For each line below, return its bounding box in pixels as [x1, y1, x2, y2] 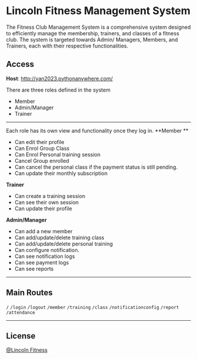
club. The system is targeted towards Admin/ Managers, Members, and [6, 36, 178, 43]
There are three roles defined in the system [6, 86, 111, 93]
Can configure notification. [14, 246, 80, 253]
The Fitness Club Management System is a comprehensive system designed [6, 24, 191, 31]
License [6, 331, 36, 341]
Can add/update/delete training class [14, 234, 104, 241]
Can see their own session [14, 199, 79, 206]
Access [6, 59, 34, 69]
